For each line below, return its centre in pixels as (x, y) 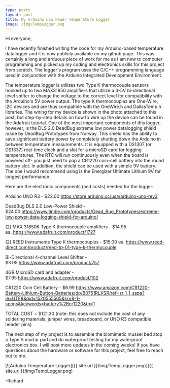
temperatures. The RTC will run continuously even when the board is (77, 155)
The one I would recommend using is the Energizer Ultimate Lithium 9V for (83, 171)
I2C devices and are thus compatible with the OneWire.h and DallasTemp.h (83, 107)
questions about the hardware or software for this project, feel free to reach (84, 350)
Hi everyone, (19, 39)
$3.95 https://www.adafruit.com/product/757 (53, 263)
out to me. (16, 356)
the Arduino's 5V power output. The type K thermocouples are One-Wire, (82, 101)
